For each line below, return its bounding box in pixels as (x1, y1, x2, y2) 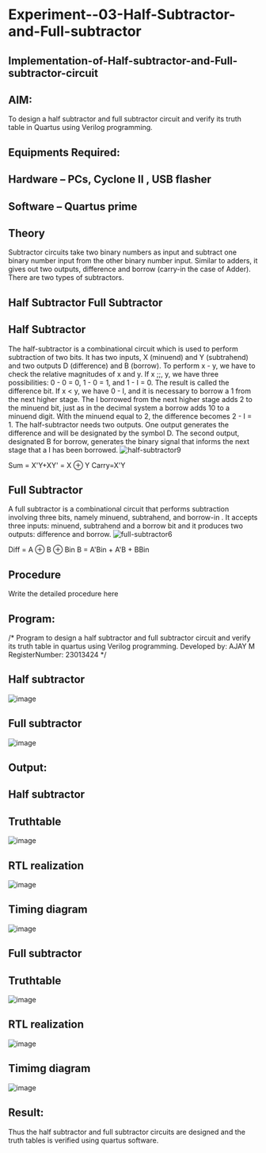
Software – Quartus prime (8, 200, 138, 213)
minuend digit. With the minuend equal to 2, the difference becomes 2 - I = (8, 411, 252, 421)
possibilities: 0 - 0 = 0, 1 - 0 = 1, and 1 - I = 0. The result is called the (8, 377, 230, 387)
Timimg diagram (8, 1062, 91, 1075)
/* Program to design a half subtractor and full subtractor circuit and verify (8, 633, 251, 643)
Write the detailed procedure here (8, 589, 119, 599)
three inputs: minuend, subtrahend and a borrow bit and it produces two (8, 521, 244, 531)
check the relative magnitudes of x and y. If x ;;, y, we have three (8, 369, 219, 378)
